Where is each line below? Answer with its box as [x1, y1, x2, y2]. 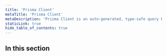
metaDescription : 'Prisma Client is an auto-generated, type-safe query [5, 16, 159, 21]
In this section [5, 44, 50, 53]
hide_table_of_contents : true [5, 26, 68, 31]
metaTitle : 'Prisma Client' [5, 12, 64, 17]
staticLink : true [5, 21, 41, 26]
